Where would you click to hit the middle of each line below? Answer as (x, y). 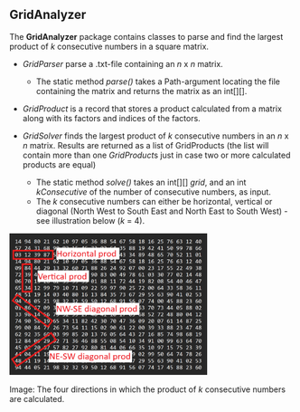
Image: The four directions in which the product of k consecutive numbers (148, 389)
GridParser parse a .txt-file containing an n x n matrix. (122, 63)
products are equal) (59, 164)
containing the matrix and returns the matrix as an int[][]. (141, 91)
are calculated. (37, 398)
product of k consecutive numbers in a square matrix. (109, 46)
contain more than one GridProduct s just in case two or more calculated (156, 155)
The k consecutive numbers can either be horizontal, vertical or (154, 201)
